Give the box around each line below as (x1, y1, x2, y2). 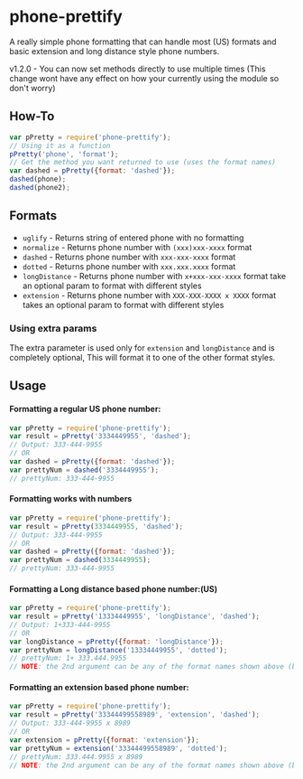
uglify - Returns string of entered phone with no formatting (22, 232, 244, 243)
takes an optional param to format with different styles (22, 299, 225, 310)
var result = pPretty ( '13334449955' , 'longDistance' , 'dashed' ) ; (9, 612, 261, 621)
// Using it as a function (9, 141, 111, 150)
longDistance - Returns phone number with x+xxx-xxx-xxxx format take (22, 270, 287, 281)
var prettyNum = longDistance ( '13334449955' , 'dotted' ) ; (9, 645, 228, 654)
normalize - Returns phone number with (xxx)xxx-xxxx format (22, 241, 252, 252)
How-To (9, 108, 55, 124)
